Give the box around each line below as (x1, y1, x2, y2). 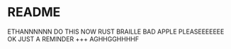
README (7, 4, 61, 20)
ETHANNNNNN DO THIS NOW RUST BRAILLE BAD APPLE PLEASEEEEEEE (7, 27, 225, 36)
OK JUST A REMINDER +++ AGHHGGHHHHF (7, 34, 140, 43)
